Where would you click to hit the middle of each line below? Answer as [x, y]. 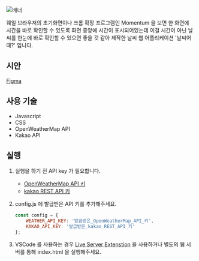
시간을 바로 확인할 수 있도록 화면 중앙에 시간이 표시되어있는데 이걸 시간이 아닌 [97, 30]
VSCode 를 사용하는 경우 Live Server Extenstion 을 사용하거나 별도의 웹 [100, 244]
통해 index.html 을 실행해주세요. [64, 251]
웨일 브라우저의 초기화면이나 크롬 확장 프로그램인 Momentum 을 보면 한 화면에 [98, 23]
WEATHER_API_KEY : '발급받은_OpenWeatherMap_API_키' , [90, 221]
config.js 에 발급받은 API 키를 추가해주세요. [66, 204]
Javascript [28, 116]
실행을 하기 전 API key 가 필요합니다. [58, 171]
